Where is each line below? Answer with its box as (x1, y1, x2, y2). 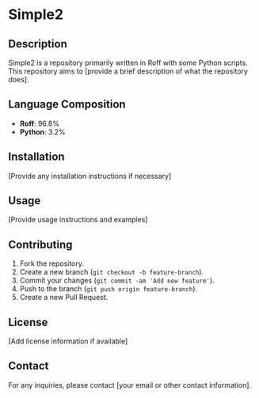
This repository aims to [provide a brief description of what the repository (8, 66, 248, 76)
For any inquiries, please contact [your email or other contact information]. (8, 380, 252, 389)
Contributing (8, 237, 73, 251)
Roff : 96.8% (19, 119, 59, 128)
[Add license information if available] (8, 336, 128, 346)
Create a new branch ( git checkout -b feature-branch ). (19, 267, 204, 277)
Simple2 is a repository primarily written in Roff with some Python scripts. (8, 58, 248, 67)
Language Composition (8, 97, 126, 112)
